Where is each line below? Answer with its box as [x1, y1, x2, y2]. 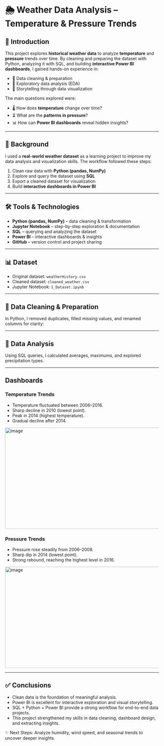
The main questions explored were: [5, 95, 76, 101]
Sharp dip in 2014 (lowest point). [12, 552, 78, 558]
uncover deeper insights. [5, 735, 55, 741]
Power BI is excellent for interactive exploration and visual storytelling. [12, 699, 154, 705]
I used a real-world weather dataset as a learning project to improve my [5, 153, 151, 159]
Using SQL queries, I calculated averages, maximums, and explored [5, 352, 141, 358]
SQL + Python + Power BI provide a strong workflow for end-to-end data [12, 705, 159, 710]
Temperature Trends [5, 391, 55, 398]
